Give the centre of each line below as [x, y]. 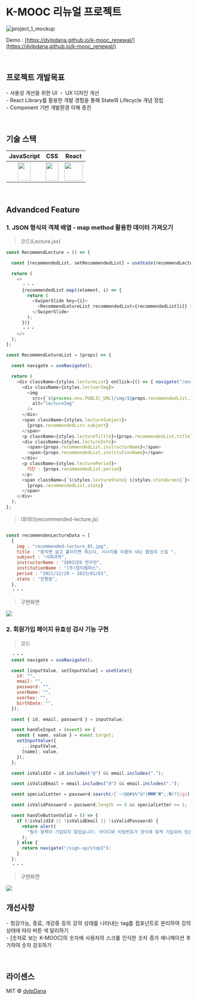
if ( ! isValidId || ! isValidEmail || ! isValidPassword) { [88, 821]
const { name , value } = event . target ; [65, 735]
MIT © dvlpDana [26, 991]
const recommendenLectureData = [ [48, 535]
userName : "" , [34, 693]
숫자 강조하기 [36, 945]
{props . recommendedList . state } [65, 485]
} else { [27, 843]
